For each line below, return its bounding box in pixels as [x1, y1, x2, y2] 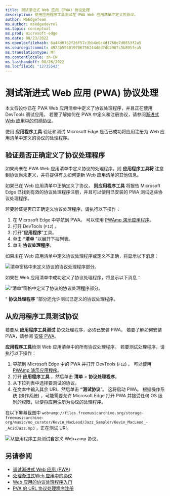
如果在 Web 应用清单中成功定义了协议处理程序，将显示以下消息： [5, 274, 142, 280]
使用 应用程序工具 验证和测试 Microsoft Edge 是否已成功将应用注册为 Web [5, 129, 159, 135]
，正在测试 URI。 [36, 425, 72, 431]
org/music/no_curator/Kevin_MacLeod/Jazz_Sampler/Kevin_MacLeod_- [5, 419, 148, 425]
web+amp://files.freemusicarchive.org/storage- [41, 410, 144, 415]
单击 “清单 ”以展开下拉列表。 [12, 236, 73, 242]
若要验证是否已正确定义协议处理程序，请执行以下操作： [5, 206, 120, 212]
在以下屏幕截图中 [5, 409, 41, 415]
